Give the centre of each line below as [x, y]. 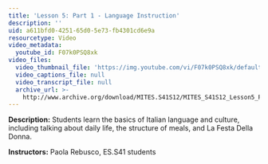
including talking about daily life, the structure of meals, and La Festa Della [131, 128]
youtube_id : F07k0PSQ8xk [57, 53]
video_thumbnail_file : [53, 68]
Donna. [20, 137]
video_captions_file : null [60, 75]
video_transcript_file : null [64, 82]
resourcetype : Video [43, 38]
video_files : [30, 61]
